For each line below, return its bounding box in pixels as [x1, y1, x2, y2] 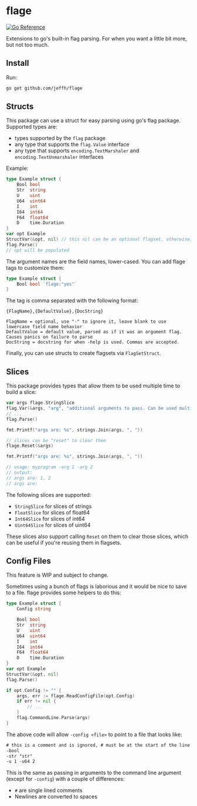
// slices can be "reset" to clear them [6, 437, 107, 443]
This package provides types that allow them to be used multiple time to [6, 382, 181, 389]
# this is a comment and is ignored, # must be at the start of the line [6, 742, 191, 748]
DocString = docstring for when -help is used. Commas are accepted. [6, 339, 180, 345]
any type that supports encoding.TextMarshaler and [14, 147, 140, 154]
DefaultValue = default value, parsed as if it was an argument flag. [6, 329, 182, 335]
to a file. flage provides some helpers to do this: [6, 589, 121, 596]
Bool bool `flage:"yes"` [16, 281, 77, 287]
